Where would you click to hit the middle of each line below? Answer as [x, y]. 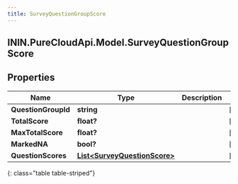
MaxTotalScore [37, 132]
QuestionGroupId [41, 109]
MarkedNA [29, 144]
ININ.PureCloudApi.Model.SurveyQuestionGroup [118, 43]
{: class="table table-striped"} [51, 173]
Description [202, 98]
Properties [31, 77]
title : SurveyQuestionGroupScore [57, 14]
